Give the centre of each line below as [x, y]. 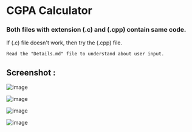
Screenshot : [31, 73]
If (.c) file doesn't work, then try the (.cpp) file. [64, 43]
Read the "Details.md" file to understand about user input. [85, 54]
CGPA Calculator [49, 11]
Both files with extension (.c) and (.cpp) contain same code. [96, 30]
